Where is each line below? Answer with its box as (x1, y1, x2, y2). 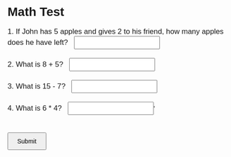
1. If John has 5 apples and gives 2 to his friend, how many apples (7, 27, 224, 36)
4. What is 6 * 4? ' (7, 103, 156, 113)
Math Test (7, 5, 65, 20)
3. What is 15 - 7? (7, 81, 66, 90)
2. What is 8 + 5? (7, 60, 64, 69)
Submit (17, 137, 37, 145)
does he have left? (7, 38, 68, 47)
